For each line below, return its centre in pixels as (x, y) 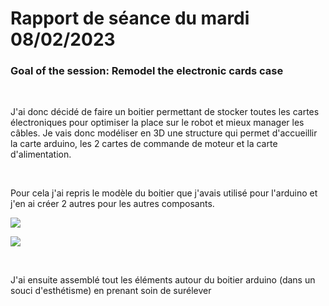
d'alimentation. (41, 154)
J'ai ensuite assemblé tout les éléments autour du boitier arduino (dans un (163, 280)
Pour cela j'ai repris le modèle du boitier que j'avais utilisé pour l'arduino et (164, 193)
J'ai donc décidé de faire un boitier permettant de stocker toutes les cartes (165, 112)
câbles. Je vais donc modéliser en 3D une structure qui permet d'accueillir (164, 133)
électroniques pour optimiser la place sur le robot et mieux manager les (157, 123)
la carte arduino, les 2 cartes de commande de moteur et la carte (144, 144)
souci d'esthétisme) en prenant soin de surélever (111, 291)
